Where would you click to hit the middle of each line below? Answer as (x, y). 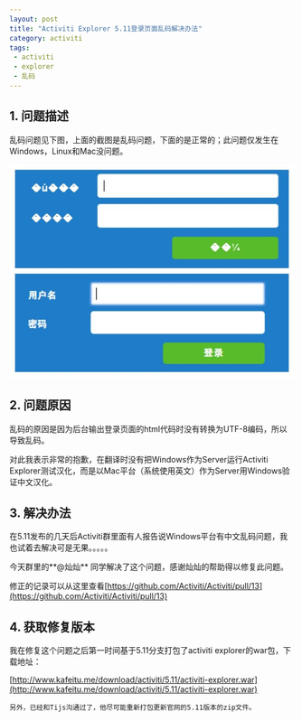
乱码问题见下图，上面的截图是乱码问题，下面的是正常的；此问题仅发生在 (144, 139)
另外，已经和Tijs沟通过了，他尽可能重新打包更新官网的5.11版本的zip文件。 (132, 708)
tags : (19, 48)
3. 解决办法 (40, 513)
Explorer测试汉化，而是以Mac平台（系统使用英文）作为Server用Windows (146, 471)
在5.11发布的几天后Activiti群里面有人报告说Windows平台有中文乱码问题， (145, 537)
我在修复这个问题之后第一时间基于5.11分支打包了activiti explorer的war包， (146, 651)
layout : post (34, 19)
